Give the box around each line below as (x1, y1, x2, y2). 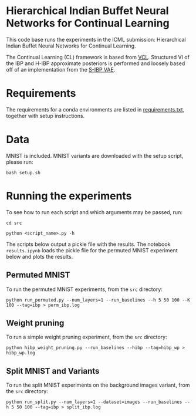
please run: (6, 158, 33, 165)
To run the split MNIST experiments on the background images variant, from (6, 381, 190, 388)
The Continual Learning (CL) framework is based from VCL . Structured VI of (6, 53, 190, 60)
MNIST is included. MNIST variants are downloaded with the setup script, (6, 152, 184, 159)
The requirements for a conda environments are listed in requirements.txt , (6, 106, 185, 113)
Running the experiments (6, 190, 132, 202)
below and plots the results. (6, 253, 73, 260)
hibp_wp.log (6, 350, 35, 356)
